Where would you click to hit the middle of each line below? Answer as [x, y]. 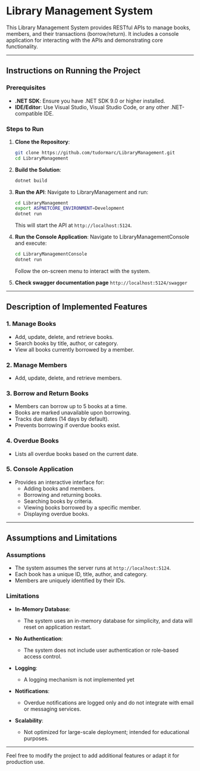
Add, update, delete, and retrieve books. [64, 337]
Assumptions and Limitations [62, 538]
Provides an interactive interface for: [60, 482]
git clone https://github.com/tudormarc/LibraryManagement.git [95, 153]
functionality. [22, 46]
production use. [26, 761]
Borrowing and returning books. [63, 495]
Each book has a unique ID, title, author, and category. [81, 574]
